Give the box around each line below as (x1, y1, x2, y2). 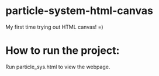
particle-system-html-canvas (5, 4, 153, 18)
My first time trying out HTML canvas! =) (5, 23, 103, 30)
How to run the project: (5, 44, 120, 57)
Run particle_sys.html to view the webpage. (5, 63, 110, 70)
